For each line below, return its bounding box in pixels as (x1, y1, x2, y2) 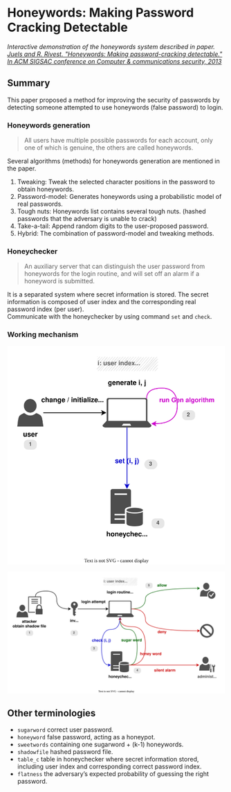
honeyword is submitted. (24, 277, 95, 285)
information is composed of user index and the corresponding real (7, 298, 196, 306)
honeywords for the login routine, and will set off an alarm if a (24, 270, 200, 278)
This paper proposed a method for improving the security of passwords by (7, 96, 220, 104)
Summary (7, 78, 50, 89)
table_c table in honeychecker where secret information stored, (17, 755, 199, 763)
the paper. (7, 164, 37, 173)
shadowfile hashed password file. (17, 747, 113, 756)
